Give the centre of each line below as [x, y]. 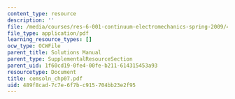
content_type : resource [42, 14]
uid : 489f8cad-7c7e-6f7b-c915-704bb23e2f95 [72, 85]
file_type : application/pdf [48, 33]
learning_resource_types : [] [50, 40]
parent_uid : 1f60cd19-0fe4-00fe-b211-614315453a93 [83, 66]
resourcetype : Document [42, 72]
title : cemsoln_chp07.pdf [45, 78]
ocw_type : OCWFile [34, 46]
